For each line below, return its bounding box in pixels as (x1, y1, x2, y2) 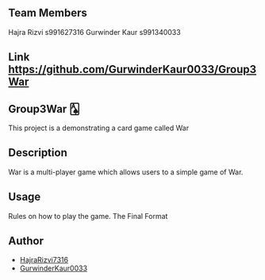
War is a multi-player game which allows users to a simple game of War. (8, 167, 244, 177)
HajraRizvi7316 (19, 255, 69, 265)
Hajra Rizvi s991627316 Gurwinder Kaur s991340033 (8, 27, 181, 36)
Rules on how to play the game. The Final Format (8, 211, 168, 221)
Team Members (8, 6, 87, 20)
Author (8, 234, 44, 248)
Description (8, 146, 67, 159)
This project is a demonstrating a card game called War (8, 123, 189, 133)
